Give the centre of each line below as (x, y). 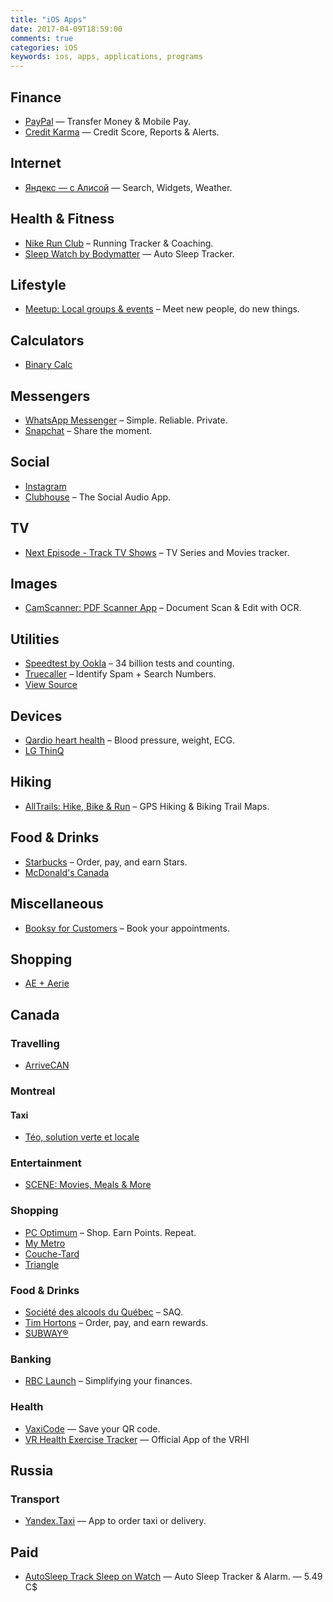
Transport (35, 1499)
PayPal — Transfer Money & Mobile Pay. (107, 121)
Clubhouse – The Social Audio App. (98, 497)
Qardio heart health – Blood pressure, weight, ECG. (130, 740)
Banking (31, 1359)
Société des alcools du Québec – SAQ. (103, 1312)
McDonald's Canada (67, 872)
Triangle (42, 1264)
